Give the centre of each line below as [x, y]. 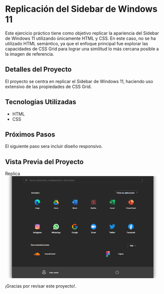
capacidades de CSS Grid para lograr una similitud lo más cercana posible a [82, 49]
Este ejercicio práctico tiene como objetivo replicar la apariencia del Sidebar [82, 33]
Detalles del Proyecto [39, 70]
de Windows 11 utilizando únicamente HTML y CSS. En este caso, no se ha [81, 38]
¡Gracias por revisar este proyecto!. [41, 286]
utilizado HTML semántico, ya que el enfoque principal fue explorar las [77, 43]
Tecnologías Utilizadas [41, 102]
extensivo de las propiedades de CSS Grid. [48, 87]
